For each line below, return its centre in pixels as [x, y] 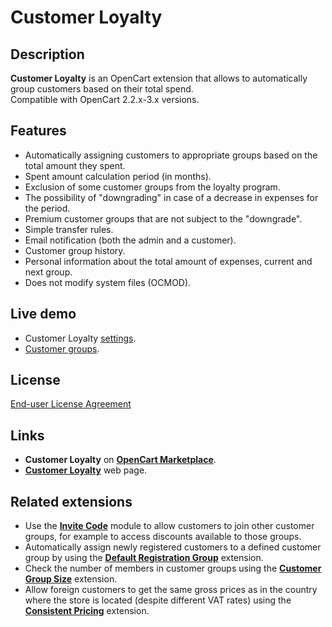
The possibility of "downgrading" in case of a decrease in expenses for [171, 197]
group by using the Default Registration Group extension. [144, 558]
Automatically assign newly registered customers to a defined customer [173, 547]
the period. [47, 208]
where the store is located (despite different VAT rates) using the [158, 600]
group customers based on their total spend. [102, 89]
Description [47, 54]
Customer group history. [75, 250]
